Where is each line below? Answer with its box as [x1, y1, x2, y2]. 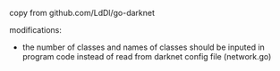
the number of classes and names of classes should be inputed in [21, 42, 266, 52]
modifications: [9, 25, 63, 35]
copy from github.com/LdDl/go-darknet [9, 8, 155, 18]
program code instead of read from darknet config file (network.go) [21, 51, 272, 61]
